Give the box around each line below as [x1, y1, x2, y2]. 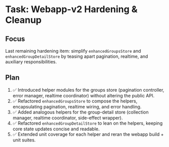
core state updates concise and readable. [12, 126, 100, 132]
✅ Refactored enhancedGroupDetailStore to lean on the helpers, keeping [12, 120, 163, 126]
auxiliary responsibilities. [5, 59, 57, 64]
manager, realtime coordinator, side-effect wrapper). [12, 115, 123, 121]
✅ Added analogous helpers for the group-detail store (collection [12, 109, 149, 115]
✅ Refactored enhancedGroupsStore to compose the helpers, [12, 98, 138, 104]
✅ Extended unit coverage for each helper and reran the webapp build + [12, 131, 164, 137]
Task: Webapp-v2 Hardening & [5, 4, 138, 15]
